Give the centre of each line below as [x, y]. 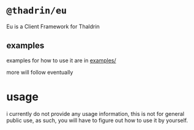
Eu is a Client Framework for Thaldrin [53, 26]
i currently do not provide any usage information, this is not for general [95, 114]
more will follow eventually [40, 72]
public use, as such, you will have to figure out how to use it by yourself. [97, 120]
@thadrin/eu [37, 11]
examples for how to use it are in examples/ [61, 60]
